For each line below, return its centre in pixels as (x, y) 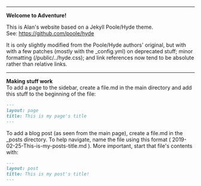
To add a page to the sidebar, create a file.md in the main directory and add (99, 88)
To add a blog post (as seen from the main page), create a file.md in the (95, 133)
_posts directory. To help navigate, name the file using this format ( (89, 139)
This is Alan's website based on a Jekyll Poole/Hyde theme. (80, 27)
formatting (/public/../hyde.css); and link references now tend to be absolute (100, 58)
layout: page (22, 110)
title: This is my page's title (46, 116)
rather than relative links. (37, 64)
